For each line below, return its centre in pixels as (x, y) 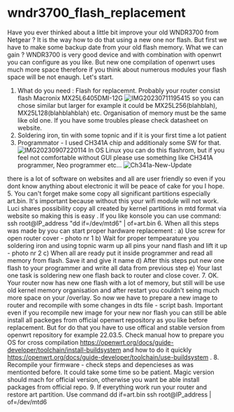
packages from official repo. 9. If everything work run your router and (107, 387)
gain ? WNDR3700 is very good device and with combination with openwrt (115, 55)
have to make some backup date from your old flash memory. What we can (115, 47)
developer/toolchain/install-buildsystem (64, 350)
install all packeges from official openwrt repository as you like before (108, 320)
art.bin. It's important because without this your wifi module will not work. (113, 200)
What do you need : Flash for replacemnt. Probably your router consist (119, 90)
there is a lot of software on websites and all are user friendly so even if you (116, 178)
